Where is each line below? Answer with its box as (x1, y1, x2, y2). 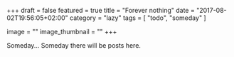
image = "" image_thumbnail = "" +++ (6, 28, 117, 36)
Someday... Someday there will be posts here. (6, 41, 142, 49)
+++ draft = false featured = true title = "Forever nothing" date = (6, 6, 195, 14)
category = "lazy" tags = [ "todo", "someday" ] (69, 14, 207, 22)
